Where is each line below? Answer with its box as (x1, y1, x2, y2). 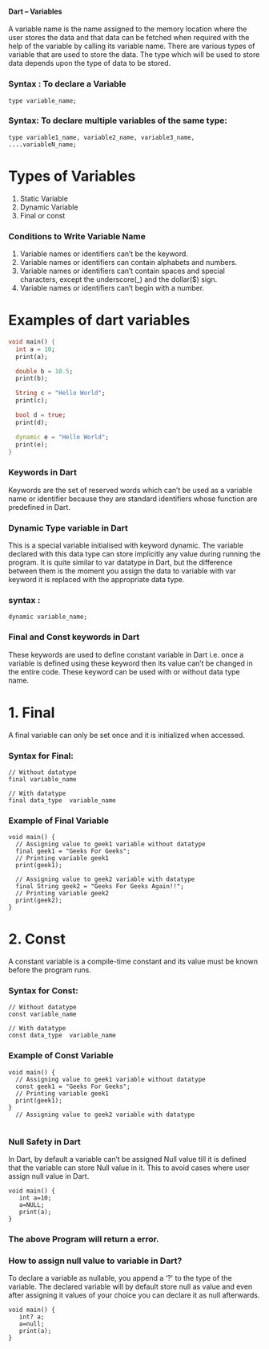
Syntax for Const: (8, 985, 78, 996)
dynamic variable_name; (8, 613, 88, 622)
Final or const (19, 210, 66, 220)
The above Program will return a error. (8, 1233, 159, 1245)
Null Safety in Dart (8, 1136, 82, 1147)
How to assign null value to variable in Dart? (8, 1255, 183, 1266)
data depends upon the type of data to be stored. (8, 59, 171, 68)
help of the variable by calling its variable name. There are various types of (8, 41, 255, 51)
